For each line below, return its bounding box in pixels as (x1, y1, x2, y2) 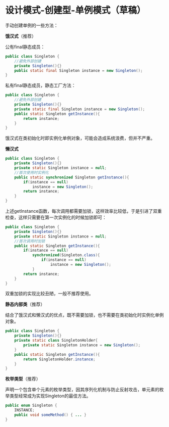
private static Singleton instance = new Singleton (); (23, 343, 141, 348)
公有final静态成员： (5, 43, 45, 50)
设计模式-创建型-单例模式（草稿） (5, 5, 146, 16)
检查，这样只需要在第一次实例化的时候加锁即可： (5, 214, 107, 220)
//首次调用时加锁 (14, 239, 45, 244)
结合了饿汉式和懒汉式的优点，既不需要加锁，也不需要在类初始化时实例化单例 (5, 312, 164, 318)
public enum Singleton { (5, 403, 57, 408)
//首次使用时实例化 (14, 170, 49, 175)
